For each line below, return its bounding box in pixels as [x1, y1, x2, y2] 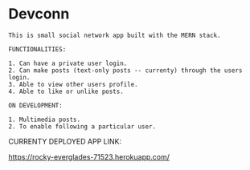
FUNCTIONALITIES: [8, 45, 67, 53]
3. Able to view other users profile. [8, 80, 138, 88]
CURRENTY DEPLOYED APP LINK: [8, 136, 122, 146]
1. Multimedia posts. [8, 115, 81, 123]
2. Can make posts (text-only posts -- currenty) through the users [8, 66, 243, 75]
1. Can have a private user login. [8, 59, 128, 67]
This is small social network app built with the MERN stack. [8, 31, 221, 39]
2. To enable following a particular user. [8, 122, 157, 131]
